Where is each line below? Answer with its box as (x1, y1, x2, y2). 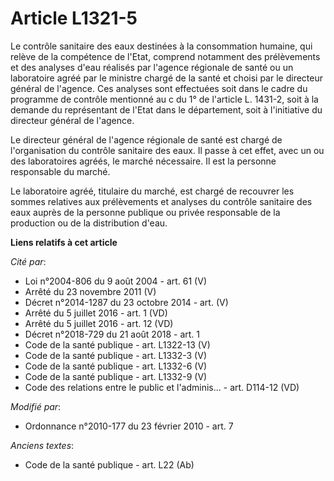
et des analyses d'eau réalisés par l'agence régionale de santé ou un (10, 61, 294, 73)
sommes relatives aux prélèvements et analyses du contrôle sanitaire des (10, 195, 313, 207)
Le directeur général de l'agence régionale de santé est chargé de (10, 133, 283, 146)
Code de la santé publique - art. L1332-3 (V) (24, 349, 207, 361)
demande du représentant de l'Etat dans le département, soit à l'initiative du (10, 103, 323, 116)
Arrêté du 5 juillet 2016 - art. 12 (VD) (24, 317, 174, 329)
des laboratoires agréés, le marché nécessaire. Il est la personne (10, 155, 277, 167)
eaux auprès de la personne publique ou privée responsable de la (10, 206, 281, 218)
